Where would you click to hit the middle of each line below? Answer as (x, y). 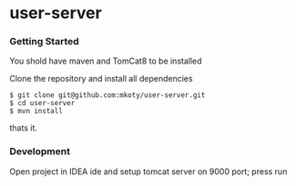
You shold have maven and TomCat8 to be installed (106, 61)
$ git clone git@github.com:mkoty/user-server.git (107, 95)
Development (40, 152)
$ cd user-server (42, 103)
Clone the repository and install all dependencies (101, 79)
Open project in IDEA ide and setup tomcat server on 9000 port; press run (148, 171)
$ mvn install (36, 112)
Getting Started (44, 42)
